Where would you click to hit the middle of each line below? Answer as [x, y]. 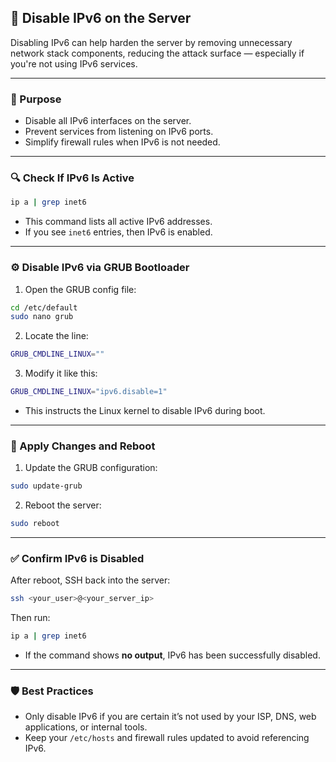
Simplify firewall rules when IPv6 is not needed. [122, 142]
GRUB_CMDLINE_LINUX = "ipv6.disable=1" [89, 392]
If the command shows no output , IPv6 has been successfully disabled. [172, 655]
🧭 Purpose [36, 99]
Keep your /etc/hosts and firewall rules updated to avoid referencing [167, 738]
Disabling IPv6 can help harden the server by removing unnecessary [151, 42]
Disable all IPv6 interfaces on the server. [108, 121]
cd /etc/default [44, 307]
